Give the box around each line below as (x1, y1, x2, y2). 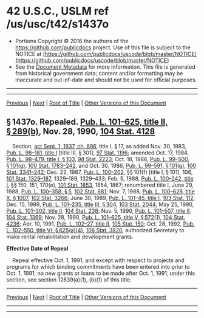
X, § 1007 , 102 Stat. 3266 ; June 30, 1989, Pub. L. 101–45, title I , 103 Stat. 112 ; (6, 194, 195, 201)
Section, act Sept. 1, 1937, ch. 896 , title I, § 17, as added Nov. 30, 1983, (12, 142, 187, 150)
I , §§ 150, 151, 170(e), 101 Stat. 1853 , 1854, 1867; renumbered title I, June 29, (6, 181, 194, 188)
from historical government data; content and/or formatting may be (15, 69, 183, 77)
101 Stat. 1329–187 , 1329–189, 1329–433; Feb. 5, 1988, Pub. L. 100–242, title (6, 175, 194, 182)
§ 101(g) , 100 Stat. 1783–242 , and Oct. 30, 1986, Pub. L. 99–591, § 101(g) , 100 (6, 162, 196, 169)
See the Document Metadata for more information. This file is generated (15, 63, 195, 71)
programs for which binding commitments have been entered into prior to (6, 263, 190, 270)
